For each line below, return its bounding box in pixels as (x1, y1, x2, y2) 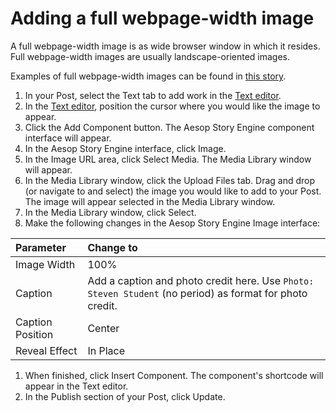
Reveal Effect (15, 343, 78, 357)
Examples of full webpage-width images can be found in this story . (10, 70, 287, 82)
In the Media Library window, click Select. (24, 206, 197, 218)
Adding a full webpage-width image (10, 7, 315, 30)
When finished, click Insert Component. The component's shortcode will (24, 369, 324, 381)
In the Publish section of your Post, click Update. (24, 390, 226, 402)
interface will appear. (24, 132, 112, 144)
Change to (87, 240, 138, 254)
